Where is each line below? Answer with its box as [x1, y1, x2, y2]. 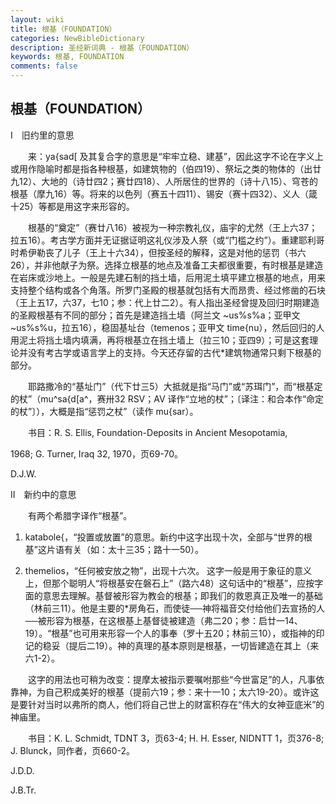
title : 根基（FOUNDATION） [10, 24, 117, 34]
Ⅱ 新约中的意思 [10, 488, 77, 500]
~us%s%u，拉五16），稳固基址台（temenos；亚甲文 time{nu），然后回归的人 [10, 321, 325, 333]
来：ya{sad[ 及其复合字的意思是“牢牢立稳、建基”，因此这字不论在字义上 [27, 150, 324, 162]
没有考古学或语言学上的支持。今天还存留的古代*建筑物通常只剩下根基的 [27, 346, 322, 358]
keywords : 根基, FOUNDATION [10, 52, 125, 62]
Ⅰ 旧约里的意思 [10, 129, 75, 141]
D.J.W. [10, 467, 37, 480]
